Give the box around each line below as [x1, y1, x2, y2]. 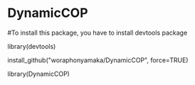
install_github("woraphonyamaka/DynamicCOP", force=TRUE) [7, 55, 189, 64]
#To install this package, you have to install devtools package [7, 28, 188, 37]
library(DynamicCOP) [7, 69, 70, 78]
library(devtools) [7, 42, 56, 50]
